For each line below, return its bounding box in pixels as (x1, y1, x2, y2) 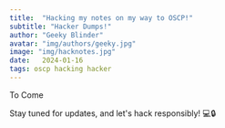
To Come (9, 89, 44, 101)
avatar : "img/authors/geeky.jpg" (9, 38, 137, 48)
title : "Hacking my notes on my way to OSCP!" (9, 13, 194, 23)
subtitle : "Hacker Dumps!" (9, 22, 112, 31)
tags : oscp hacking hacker (9, 65, 112, 74)
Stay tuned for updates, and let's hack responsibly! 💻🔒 (9, 107, 217, 119)
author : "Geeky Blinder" (9, 30, 104, 39)
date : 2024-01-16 (9, 56, 84, 65)
